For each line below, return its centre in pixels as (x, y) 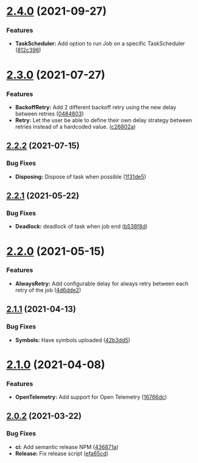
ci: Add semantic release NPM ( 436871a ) (67, 447)
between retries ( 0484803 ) (49, 114)
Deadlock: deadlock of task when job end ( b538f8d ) (81, 227)
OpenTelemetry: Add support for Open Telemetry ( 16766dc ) (91, 397)
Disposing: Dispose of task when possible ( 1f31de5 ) (80, 177)
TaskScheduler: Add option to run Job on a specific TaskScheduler (100, 43)
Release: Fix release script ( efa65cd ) (62, 453)
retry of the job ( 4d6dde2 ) (48, 290)
